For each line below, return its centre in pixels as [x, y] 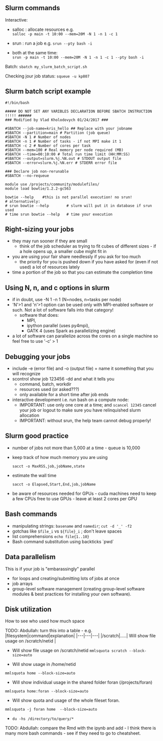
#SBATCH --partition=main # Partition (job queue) [58, 133]
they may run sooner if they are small [50, 241]
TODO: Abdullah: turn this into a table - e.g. [49, 631]
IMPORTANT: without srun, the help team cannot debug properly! [85, 421]
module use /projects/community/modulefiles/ [52, 184]
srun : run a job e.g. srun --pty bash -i [52, 43]
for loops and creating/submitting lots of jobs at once [66, 578]
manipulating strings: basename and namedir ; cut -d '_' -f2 [72, 526]
